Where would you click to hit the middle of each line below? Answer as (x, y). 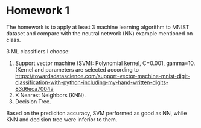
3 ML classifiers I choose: (38, 51)
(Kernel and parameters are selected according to (77, 69)
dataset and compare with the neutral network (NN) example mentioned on (100, 33)
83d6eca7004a (34, 88)
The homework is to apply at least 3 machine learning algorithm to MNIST (98, 27)
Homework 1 (38, 11)
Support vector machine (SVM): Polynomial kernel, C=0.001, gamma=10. (105, 63)
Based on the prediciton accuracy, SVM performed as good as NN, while (97, 113)
